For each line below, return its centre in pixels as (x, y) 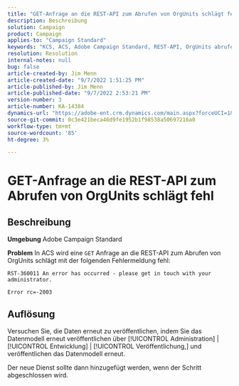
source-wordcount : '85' (43, 133)
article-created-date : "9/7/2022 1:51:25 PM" (76, 80)
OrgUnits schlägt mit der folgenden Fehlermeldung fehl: (89, 261)
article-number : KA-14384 (46, 107)
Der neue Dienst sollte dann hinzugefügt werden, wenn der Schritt (104, 368)
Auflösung (31, 314)
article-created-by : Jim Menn (52, 73)
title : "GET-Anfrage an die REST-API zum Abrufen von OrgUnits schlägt (116, 14)
